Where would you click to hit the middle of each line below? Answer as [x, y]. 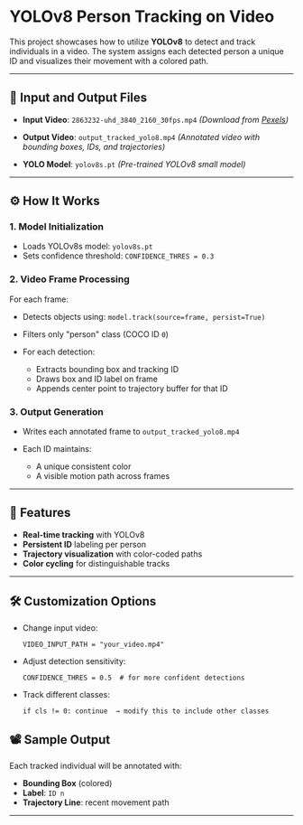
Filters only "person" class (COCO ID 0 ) [96, 334]
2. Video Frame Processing [70, 279]
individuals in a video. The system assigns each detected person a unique [147, 51]
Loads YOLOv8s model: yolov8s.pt [87, 247]
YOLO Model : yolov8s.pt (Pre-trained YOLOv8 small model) [134, 164]
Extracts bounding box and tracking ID [107, 369]
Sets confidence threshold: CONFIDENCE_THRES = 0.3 [118, 256]
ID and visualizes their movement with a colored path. [109, 61]
